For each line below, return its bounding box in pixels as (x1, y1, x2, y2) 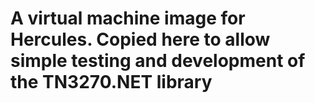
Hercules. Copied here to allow (10, 28, 271, 51)
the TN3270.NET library (10, 71, 213, 94)
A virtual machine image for (10, 7, 246, 30)
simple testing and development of (10, 50, 306, 72)
